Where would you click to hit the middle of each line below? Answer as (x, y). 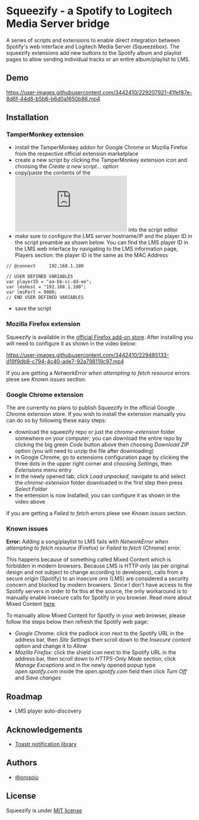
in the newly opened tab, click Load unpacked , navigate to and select (100, 476)
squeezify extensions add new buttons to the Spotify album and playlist (94, 53)
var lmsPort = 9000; (32, 292)
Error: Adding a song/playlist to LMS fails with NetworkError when (87, 542)
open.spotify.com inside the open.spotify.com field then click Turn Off (101, 671)
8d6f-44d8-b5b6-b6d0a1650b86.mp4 (53, 98)
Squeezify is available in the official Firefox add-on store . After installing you (100, 337)
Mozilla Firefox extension (43, 324)
